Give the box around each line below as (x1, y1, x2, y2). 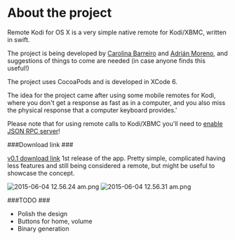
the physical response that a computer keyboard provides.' (7, 106, 177, 114)
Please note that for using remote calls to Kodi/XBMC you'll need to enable (7, 119, 223, 127)
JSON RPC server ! (7, 127, 61, 135)
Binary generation (17, 224, 69, 232)
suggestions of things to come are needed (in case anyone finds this (7, 56, 206, 64)
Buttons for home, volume (17, 217, 93, 225)
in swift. (7, 35, 30, 43)
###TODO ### (7, 196, 51, 204)
